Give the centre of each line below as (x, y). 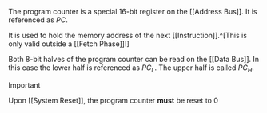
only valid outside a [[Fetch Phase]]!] (69, 44)
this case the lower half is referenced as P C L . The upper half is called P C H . (131, 68)
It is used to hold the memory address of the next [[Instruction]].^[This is (128, 35)
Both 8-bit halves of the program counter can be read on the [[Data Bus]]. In (134, 59)
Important (24, 85)
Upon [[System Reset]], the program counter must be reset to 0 (113, 100)
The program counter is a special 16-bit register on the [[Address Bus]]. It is (133, 12)
